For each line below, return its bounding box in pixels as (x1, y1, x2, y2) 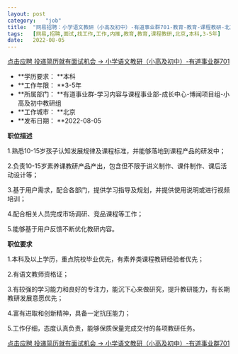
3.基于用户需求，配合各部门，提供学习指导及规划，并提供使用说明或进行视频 (7, 186, 230, 194)
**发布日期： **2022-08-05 (17, 116, 101, 125)
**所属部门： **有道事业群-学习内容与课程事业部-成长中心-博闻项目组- (17, 90, 224, 99)
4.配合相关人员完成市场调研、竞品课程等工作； (7, 210, 144, 219)
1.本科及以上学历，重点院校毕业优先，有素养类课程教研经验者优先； (7, 255, 204, 263)
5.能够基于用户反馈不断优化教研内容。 (7, 225, 118, 233)
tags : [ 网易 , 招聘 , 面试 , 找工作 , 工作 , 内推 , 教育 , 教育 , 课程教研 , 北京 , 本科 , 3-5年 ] (7, 30, 221, 38)
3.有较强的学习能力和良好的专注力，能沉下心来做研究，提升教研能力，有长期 (7, 285, 230, 294)
